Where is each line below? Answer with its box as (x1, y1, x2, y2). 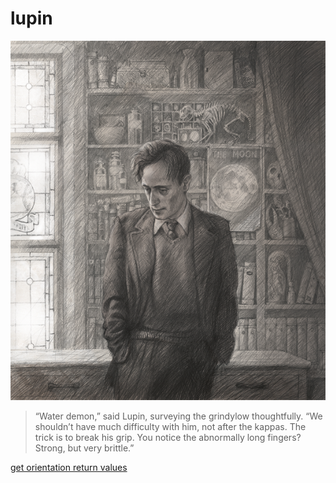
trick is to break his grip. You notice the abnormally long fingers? (34, 431, 302, 443)
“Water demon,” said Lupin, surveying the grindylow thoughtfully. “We (34, 410, 323, 422)
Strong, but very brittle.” (34, 442, 135, 454)
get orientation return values (10, 461, 128, 473)
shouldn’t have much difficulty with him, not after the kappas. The (34, 420, 307, 432)
